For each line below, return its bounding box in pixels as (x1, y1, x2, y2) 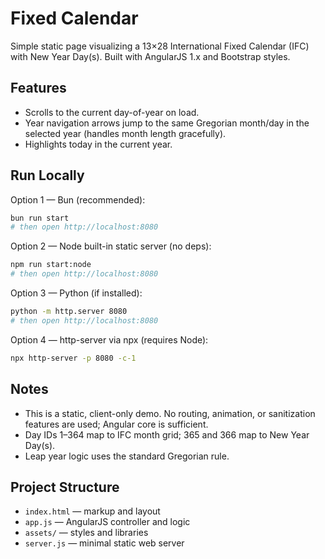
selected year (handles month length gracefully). (24, 127, 227, 139)
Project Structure (10, 478, 120, 496)
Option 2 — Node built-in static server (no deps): (10, 240, 212, 252)
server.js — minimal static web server (24, 537, 185, 549)
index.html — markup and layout (24, 505, 161, 517)
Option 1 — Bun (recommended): (10, 193, 146, 206)
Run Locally (10, 167, 85, 184)
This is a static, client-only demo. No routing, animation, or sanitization (24, 407, 316, 419)
